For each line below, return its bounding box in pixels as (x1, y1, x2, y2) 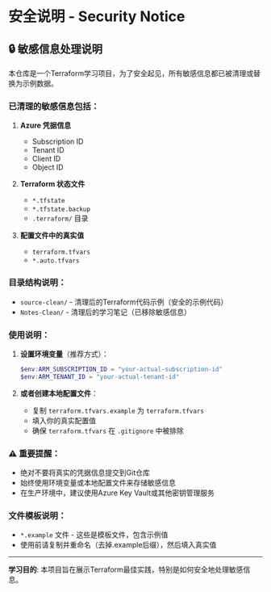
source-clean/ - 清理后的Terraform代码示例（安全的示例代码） (19, 296, 228, 307)
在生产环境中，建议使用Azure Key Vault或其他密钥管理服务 (19, 488, 215, 498)
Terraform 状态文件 (19, 179, 85, 189)
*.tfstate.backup (31, 205, 91, 214)
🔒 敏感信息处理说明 (8, 42, 103, 56)
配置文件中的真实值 (19, 231, 85, 241)
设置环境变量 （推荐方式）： (19, 349, 109, 359)
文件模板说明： (8, 510, 67, 521)
